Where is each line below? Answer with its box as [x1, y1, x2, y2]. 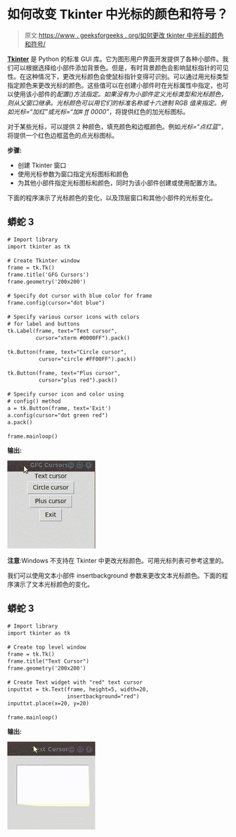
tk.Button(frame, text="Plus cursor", [7, 370, 121, 377]
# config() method [7, 398, 61, 405]
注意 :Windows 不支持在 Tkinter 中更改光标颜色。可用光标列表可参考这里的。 [7, 556, 228, 564]
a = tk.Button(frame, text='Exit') [7, 405, 112, 412]
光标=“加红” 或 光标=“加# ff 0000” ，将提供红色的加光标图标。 [13, 107, 190, 116]
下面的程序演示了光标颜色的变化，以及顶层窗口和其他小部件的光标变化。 [7, 193, 216, 202]
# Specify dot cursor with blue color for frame [7, 292, 152, 299]
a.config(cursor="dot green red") [7, 412, 109, 419]
